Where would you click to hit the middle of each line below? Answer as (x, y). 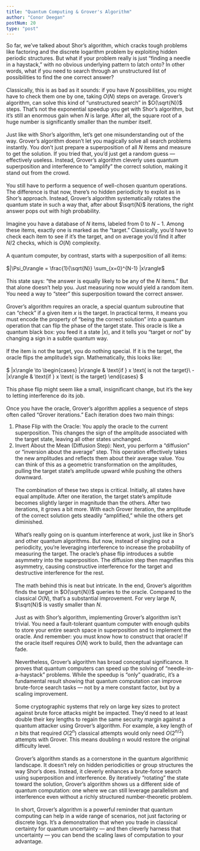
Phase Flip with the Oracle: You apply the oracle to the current (91, 427)
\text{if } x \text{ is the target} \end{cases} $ (89, 377)
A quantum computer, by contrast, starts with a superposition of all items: (96, 256)
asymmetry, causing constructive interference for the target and (94, 566)
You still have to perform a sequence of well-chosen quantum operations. (97, 186)
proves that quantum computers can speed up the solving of (89, 668)
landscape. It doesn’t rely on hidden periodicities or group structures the (104, 765)
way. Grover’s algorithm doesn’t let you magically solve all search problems (99, 141)
